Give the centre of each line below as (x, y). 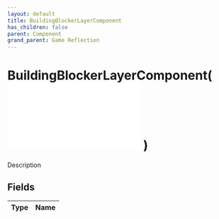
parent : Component (34, 34)
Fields (21, 187)
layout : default (31, 14)
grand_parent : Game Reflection (54, 41)
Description (24, 165)
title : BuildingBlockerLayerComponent (64, 21)
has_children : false (38, 27)
